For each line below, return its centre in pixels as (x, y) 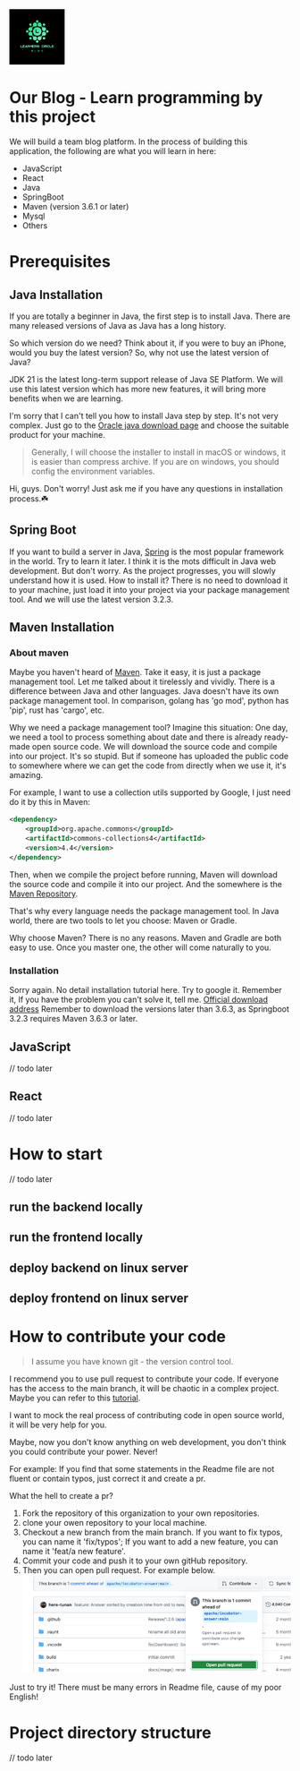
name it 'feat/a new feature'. (74, 1552)
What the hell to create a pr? (61, 1496)
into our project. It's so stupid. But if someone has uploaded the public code (149, 757)
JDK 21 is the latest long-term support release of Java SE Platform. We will (146, 379)
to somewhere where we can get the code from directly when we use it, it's (148, 766)
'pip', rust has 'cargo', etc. (57, 710)
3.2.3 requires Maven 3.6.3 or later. (74, 1019)
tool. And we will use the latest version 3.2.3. (92, 599)
